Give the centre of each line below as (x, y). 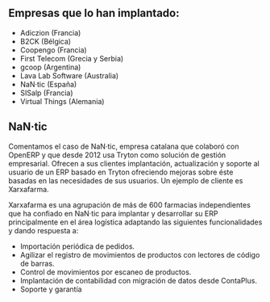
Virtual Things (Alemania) (62, 101)
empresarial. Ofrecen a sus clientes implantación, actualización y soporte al (134, 163)
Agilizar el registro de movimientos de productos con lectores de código (140, 254)
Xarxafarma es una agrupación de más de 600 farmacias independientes (130, 204)
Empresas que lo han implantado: (94, 13)
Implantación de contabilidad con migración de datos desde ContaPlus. (139, 280)
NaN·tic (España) (48, 84)
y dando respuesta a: (44, 230)
